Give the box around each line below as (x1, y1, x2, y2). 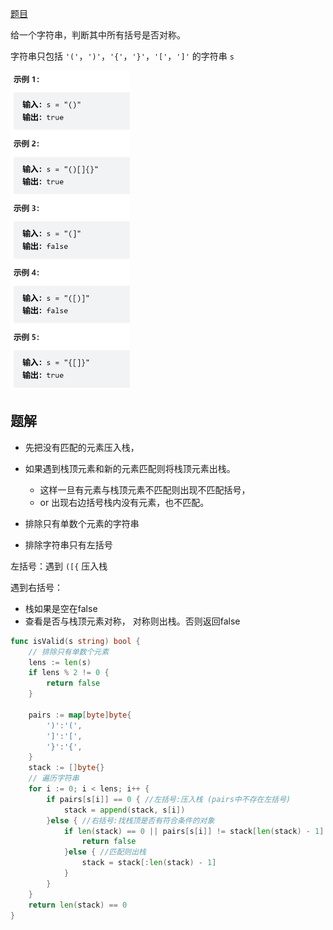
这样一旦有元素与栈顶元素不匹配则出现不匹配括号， (39, 483, 251, 496)
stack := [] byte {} (28, 763, 105, 773)
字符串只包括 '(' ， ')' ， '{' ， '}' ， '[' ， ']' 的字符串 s (10, 50, 235, 62)
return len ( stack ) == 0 (28, 900, 128, 910)
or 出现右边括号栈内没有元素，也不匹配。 (39, 496, 210, 508)
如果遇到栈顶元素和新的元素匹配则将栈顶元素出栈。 (24, 462, 236, 474)
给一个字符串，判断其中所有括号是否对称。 (10, 29, 186, 41)
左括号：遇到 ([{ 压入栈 (10, 560, 108, 572)
